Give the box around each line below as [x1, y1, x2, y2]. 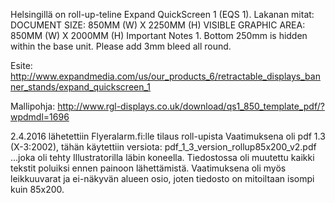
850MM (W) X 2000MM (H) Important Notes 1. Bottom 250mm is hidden [10, 30, 308, 41]
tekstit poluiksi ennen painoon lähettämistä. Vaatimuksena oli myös [10, 162, 287, 174]
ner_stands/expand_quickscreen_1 [10, 81, 152, 93]
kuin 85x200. [10, 184, 65, 195]
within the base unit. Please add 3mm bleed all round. [10, 40, 232, 52]
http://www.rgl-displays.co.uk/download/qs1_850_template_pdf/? [57, 100, 325, 112]
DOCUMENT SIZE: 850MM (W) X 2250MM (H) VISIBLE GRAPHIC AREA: [10, 19, 306, 31]
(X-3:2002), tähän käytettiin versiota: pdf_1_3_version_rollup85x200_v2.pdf [10, 141, 317, 153]
